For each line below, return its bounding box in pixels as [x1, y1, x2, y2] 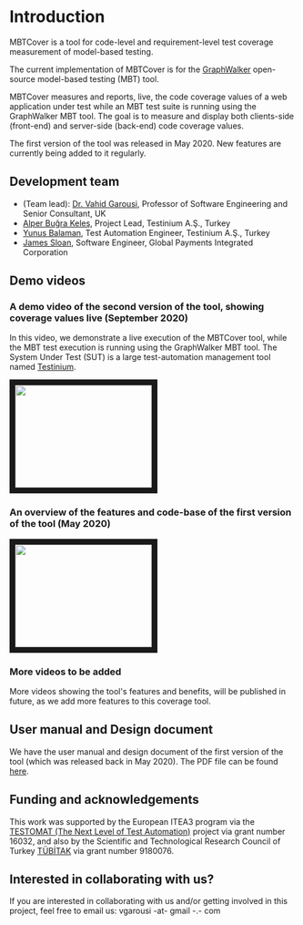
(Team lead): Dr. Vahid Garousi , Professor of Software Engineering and [22, 198, 288, 209]
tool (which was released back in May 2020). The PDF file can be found [9, 755, 279, 766]
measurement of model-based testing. [9, 46, 154, 57]
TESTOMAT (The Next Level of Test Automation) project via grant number [9, 826, 286, 837]
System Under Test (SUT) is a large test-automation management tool [9, 352, 271, 363]
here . [9, 766, 29, 776]
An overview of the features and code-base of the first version [9, 506, 292, 519]
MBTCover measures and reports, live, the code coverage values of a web [9, 91, 288, 102]
